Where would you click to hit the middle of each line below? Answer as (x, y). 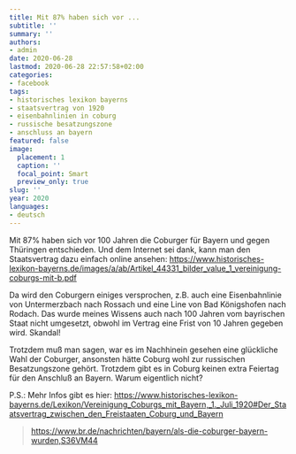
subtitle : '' (33, 26)
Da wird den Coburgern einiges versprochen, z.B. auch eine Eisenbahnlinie (146, 295)
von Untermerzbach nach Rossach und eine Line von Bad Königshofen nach (148, 304)
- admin (23, 50)
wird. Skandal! (35, 332)
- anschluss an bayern (51, 133)
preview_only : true (53, 182)
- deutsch (27, 215)
